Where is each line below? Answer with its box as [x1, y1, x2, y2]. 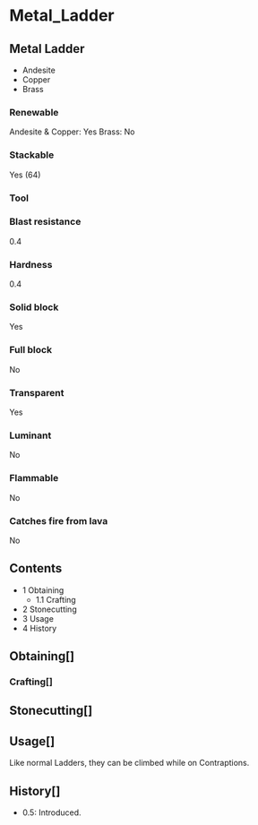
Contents [9, 561, 63, 576]
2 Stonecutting [21, 604, 78, 614]
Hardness [9, 258, 53, 271]
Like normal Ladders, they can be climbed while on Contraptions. [9, 758, 250, 769]
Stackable [9, 149, 55, 161]
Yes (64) [9, 169, 41, 180]
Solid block [9, 301, 59, 314]
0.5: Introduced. [21, 807, 82, 818]
